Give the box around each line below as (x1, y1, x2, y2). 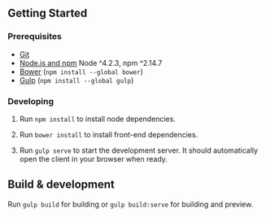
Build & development (7, 178, 115, 192)
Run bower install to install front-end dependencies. (19, 129, 198, 139)
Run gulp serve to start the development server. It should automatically (19, 145, 258, 155)
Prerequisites (7, 31, 62, 42)
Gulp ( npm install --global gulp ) (19, 75, 134, 85)
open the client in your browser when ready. (19, 154, 168, 163)
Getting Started (7, 7, 88, 20)
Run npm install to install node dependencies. (19, 114, 177, 124)
